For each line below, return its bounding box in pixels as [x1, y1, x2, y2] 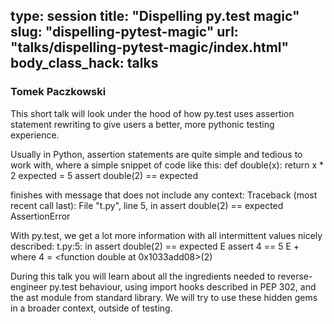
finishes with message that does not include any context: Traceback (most [10, 189, 318, 201]
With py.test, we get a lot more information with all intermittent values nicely [10, 229, 323, 241]
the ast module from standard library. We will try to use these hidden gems [10, 291, 318, 303]
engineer [10, 280, 48, 293]
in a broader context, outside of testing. [10, 302, 173, 314]
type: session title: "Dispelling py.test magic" [10, 8, 300, 25]
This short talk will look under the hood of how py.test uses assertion [10, 107, 295, 119]
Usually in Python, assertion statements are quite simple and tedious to [10, 148, 303, 160]
